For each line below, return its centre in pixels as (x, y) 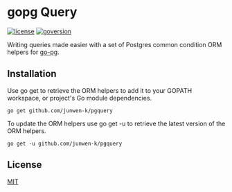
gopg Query (42, 12)
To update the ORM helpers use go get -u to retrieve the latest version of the (116, 123)
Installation (32, 74)
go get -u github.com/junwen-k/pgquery (65, 143)
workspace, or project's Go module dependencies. (80, 98)
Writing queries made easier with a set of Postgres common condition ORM (115, 44)
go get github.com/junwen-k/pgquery (60, 111)
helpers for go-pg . (34, 52)
